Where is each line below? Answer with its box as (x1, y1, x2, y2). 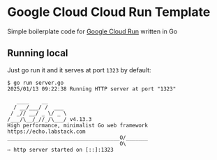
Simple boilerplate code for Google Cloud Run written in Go (7, 27, 178, 35)
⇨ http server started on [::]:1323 (7, 146, 114, 153)
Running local (7, 47, 68, 59)
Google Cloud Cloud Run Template (7, 4, 211, 20)
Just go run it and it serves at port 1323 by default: (7, 65, 151, 74)
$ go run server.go (7, 79, 64, 86)
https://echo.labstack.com (7, 128, 86, 135)
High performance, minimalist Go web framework (7, 122, 149, 129)
